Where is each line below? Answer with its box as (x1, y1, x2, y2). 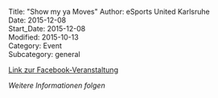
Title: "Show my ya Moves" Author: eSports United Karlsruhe (8, 7, 211, 16)
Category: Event (8, 41, 63, 51)
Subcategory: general (8, 50, 80, 59)
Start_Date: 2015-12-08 (8, 24, 86, 33)
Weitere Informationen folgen (8, 80, 106, 90)
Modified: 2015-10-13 (8, 32, 79, 42)
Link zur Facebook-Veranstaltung (8, 65, 119, 75)
